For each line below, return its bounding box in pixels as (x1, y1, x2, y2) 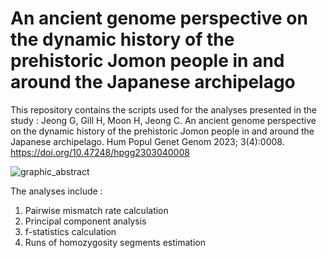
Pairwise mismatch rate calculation (24, 204, 169, 216)
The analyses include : (10, 185, 103, 197)
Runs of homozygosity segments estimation (24, 236, 206, 248)
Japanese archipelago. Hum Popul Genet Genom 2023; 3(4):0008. (10, 135, 285, 147)
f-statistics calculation (24, 225, 117, 237)
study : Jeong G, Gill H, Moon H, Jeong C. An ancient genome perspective (10, 114, 317, 126)
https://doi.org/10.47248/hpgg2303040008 (10, 146, 190, 158)
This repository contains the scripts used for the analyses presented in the (10, 103, 317, 116)
